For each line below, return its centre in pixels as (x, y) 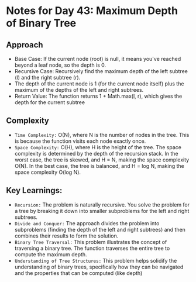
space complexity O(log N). (47, 172)
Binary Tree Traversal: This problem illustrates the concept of (91, 242)
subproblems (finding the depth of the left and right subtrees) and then (100, 229)
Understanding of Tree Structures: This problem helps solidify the (96, 260)
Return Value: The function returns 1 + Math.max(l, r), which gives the (98, 96)
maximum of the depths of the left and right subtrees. (79, 90)
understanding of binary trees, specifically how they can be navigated (99, 267)
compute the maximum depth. (51, 254)
